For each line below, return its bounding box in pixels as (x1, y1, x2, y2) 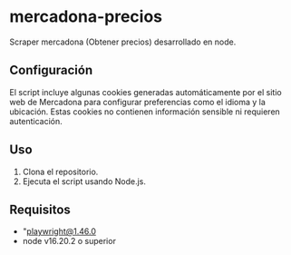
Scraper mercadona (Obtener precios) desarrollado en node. (9, 36, 237, 47)
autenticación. (9, 115, 63, 126)
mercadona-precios (9, 6, 163, 27)
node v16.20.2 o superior (22, 236, 116, 247)
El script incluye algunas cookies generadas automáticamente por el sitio (9, 86, 283, 97)
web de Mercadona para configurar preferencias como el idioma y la (9, 96, 266, 107)
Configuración (9, 63, 93, 78)
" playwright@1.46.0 (22, 226, 97, 237)
